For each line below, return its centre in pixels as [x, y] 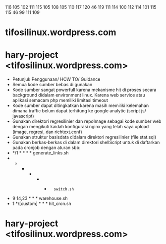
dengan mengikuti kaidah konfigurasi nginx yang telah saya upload [81, 127]
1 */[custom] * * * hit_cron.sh [42, 204]
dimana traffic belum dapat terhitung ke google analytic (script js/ [79, 111]
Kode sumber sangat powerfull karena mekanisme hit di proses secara [84, 90]
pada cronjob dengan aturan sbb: [46, 147]
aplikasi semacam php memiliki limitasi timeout [60, 100]
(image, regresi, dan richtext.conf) [47, 132]
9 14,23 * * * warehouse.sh [40, 198]
